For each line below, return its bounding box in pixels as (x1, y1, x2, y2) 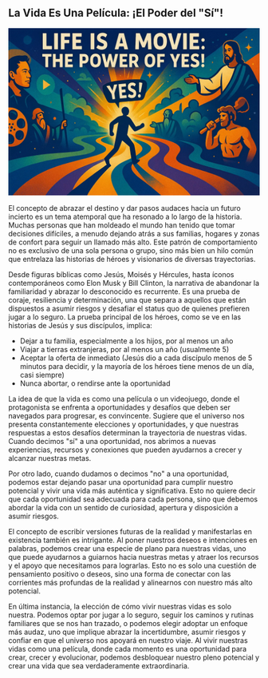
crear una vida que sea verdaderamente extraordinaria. (8, 661, 190, 671)
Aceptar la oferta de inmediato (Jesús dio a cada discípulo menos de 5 (19, 353, 253, 363)
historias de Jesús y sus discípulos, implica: (8, 321, 153, 331)
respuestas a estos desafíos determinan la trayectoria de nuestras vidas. (8, 428, 247, 438)
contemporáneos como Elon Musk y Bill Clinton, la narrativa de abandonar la (8, 279, 260, 288)
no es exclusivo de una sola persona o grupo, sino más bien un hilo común (8, 246, 254, 256)
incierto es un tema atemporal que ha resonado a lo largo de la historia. (8, 212, 242, 222)
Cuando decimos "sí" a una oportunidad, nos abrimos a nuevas (8, 437, 217, 446)
